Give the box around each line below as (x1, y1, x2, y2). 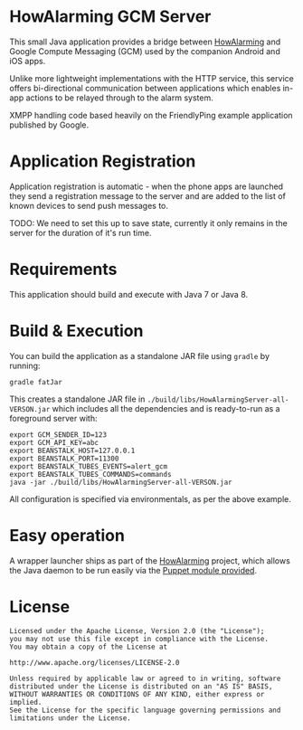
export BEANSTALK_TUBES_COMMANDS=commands (9, 469, 172, 479)
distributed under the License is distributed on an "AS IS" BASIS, (9, 681, 273, 691)
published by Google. (9, 119, 90, 130)
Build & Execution (9, 321, 144, 341)
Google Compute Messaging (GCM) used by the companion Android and (9, 45, 280, 56)
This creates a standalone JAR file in (9, 393, 146, 404)
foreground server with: (9, 412, 98, 423)
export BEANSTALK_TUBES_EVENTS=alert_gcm (9, 461, 168, 471)
